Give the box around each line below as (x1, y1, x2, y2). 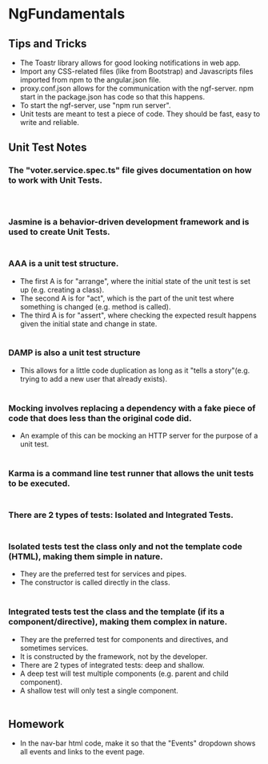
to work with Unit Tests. (8, 175, 102, 186)
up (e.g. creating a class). (19, 285, 105, 294)
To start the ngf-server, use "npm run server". (19, 101, 171, 110)
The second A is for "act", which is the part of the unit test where (19, 293, 234, 303)
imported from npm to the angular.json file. (19, 75, 162, 84)
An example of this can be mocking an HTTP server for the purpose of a (19, 431, 258, 441)
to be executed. (8, 478, 70, 489)
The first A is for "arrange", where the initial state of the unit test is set (19, 276, 250, 285)
